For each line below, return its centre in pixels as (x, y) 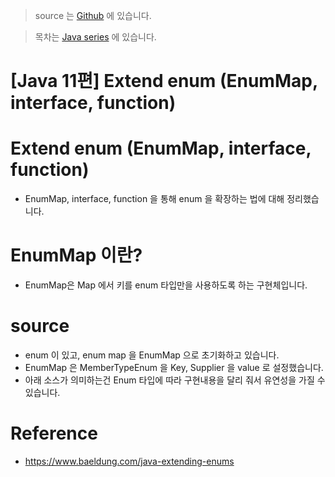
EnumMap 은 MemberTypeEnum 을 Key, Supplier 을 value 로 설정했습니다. (174, 367)
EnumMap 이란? (76, 255)
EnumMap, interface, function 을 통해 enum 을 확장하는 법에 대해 (154, 199)
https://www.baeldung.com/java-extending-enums (129, 461)
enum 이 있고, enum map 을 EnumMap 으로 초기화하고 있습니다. (152, 355)
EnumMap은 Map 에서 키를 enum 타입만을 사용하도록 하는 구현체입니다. (166, 285)
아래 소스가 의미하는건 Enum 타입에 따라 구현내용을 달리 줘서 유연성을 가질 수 (175, 380)
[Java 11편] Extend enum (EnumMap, (164, 81)
